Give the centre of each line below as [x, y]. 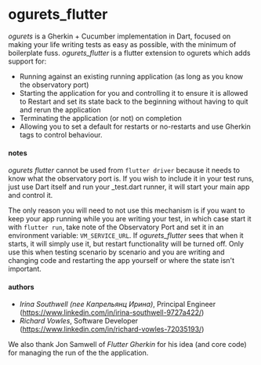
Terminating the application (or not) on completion [101, 118]
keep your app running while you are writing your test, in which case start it [130, 219]
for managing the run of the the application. [78, 353]
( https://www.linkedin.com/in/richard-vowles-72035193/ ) [112, 329]
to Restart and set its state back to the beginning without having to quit [134, 101]
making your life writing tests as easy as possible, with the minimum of [122, 44]
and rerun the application [60, 109]
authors [21, 287]
